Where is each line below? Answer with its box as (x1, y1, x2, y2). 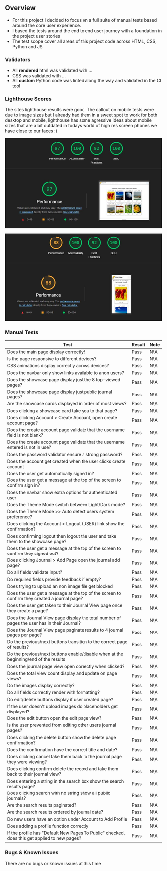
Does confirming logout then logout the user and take (7, 533, 117, 539)
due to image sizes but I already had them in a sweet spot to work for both (5, 112, 158, 118)
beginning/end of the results (7, 656, 66, 662)
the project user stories (12, 33, 61, 39)
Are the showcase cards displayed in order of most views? (7, 401, 127, 407)
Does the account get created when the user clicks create (7, 458, 126, 464)
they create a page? (7, 608, 48, 614)
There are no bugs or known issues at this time (5, 860, 101, 866)
